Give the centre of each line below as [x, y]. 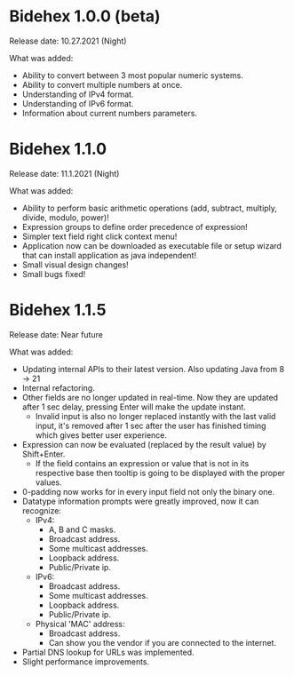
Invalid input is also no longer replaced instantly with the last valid [155, 416]
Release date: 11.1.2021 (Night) [64, 173]
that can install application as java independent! [109, 255]
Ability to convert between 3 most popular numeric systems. [133, 75]
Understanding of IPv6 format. [78, 103]
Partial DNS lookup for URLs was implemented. [108, 652]
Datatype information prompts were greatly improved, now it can [140, 501]
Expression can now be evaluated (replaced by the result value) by [144, 444]
